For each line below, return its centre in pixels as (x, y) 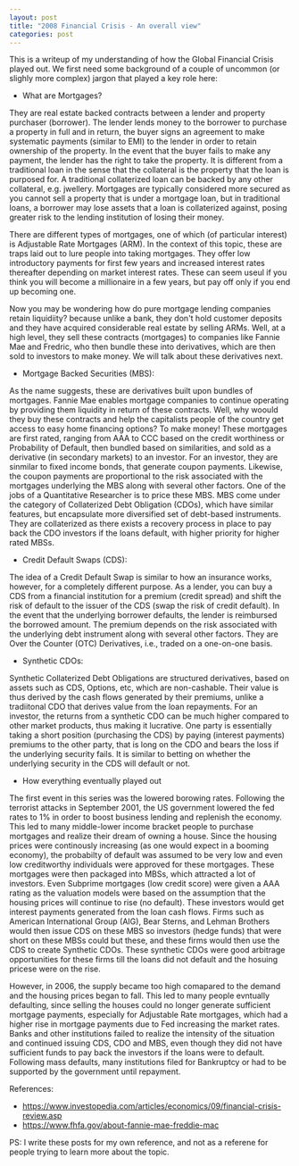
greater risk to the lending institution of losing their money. (117, 217)
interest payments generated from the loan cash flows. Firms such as (137, 912)
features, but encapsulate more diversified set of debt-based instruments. (145, 514)
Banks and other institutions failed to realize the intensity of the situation (142, 1034)
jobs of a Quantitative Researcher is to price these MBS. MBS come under (145, 496)
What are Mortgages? (62, 96)
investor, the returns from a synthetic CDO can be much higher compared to (149, 716)
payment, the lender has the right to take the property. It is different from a (146, 161)
